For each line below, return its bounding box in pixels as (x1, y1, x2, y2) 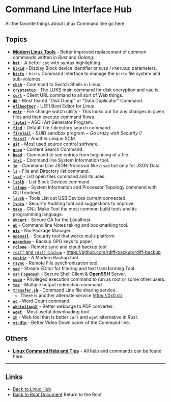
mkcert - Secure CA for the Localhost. (12, 217, 92, 223)
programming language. (12, 211, 64, 217)
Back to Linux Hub (12, 386, 51, 392)
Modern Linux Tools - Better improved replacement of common (12, 48, 147, 55)
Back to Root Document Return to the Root (12, 391, 102, 398)
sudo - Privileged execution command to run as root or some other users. (12, 276, 166, 282)
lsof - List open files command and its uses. (12, 173, 106, 179)
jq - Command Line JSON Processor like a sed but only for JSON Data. (12, 162, 161, 169)
